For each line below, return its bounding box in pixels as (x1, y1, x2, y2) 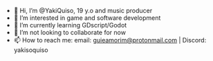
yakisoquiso (13, 46, 48, 54)
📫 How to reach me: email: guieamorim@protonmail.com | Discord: (13, 36, 207, 44)
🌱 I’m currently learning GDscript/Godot (13, 21, 127, 29)
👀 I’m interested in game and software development (13, 14, 161, 22)
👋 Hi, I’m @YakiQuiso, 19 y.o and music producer (13, 7, 153, 14)
